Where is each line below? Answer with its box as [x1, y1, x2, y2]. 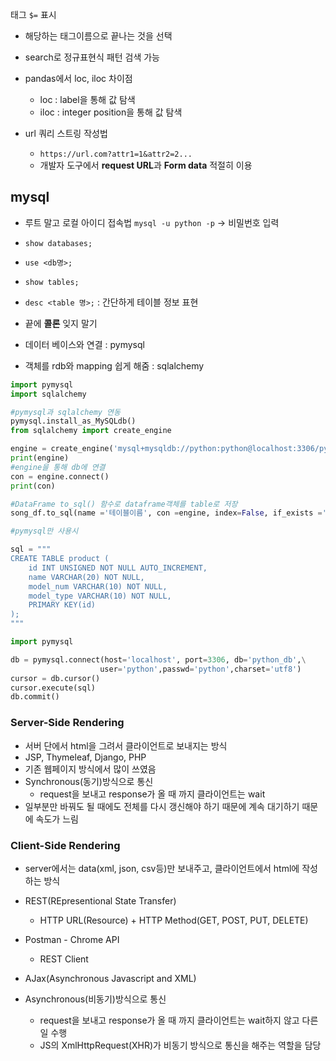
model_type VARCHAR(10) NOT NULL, [28, 591, 172, 601]
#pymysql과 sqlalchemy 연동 [10, 407, 121, 417]
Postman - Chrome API [24, 933, 120, 945]
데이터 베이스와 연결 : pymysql [24, 338, 145, 350]
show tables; [24, 277, 80, 287]
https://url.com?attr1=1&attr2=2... [39, 149, 193, 159]
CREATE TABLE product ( [10, 554, 110, 564]
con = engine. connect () [10, 471, 110, 482]
